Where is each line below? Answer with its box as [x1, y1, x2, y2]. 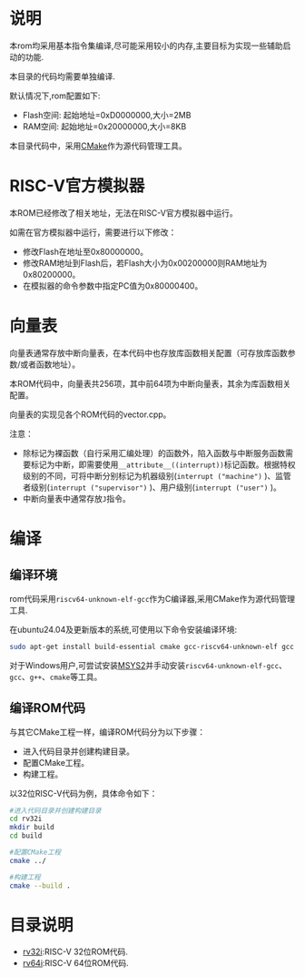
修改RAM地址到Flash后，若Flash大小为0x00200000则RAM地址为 [22, 257, 268, 269]
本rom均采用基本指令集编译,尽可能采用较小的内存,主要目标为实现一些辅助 [9, 40, 283, 51]
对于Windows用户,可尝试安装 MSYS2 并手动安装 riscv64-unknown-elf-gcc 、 [9, 659, 288, 670]
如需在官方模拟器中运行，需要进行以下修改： [9, 227, 177, 238]
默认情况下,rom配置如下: [9, 90, 101, 101]
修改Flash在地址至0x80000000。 [22, 246, 148, 257]
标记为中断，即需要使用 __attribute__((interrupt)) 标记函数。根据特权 [30, 459, 296, 470]
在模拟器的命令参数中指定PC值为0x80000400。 [22, 280, 203, 291]
